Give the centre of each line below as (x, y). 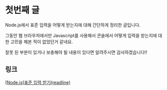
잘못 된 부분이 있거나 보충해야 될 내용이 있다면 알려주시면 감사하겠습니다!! (76, 52)
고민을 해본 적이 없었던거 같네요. (42, 42)
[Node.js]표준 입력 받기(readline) (38, 82)
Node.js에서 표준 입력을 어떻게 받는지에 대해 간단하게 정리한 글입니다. (73, 25)
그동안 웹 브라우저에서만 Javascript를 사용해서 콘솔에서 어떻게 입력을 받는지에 (81, 35)
